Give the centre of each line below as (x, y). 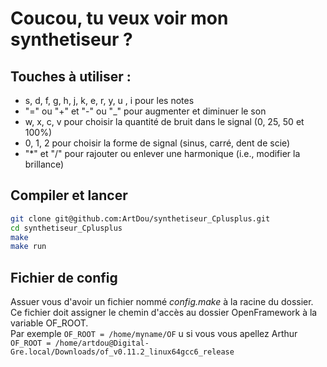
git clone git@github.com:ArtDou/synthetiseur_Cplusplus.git (140, 218)
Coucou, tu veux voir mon (119, 18)
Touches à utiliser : (71, 76)
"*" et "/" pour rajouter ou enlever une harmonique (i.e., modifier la (162, 153)
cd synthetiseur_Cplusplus (66, 228)
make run (28, 247)
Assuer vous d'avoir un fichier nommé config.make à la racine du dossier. (162, 302)
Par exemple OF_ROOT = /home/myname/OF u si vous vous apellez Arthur (154, 334)
